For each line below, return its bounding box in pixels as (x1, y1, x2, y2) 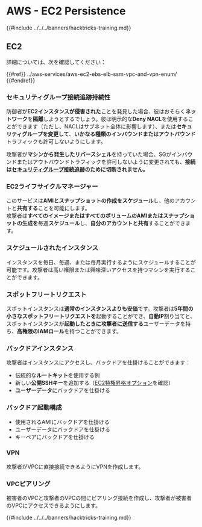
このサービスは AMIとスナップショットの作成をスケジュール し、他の (6, 197, 175, 204)
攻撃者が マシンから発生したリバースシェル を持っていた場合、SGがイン (6, 151, 183, 158)
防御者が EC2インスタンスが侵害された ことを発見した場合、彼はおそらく (6, 108, 186, 115)
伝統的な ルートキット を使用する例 (14, 372, 100, 379)
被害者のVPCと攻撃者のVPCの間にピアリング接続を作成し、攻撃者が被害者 (6, 494, 192, 502)
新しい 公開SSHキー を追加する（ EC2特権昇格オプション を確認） (14, 379, 174, 387)
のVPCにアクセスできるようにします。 (6, 502, 101, 510)
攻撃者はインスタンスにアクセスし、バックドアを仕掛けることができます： (6, 359, 191, 366)
